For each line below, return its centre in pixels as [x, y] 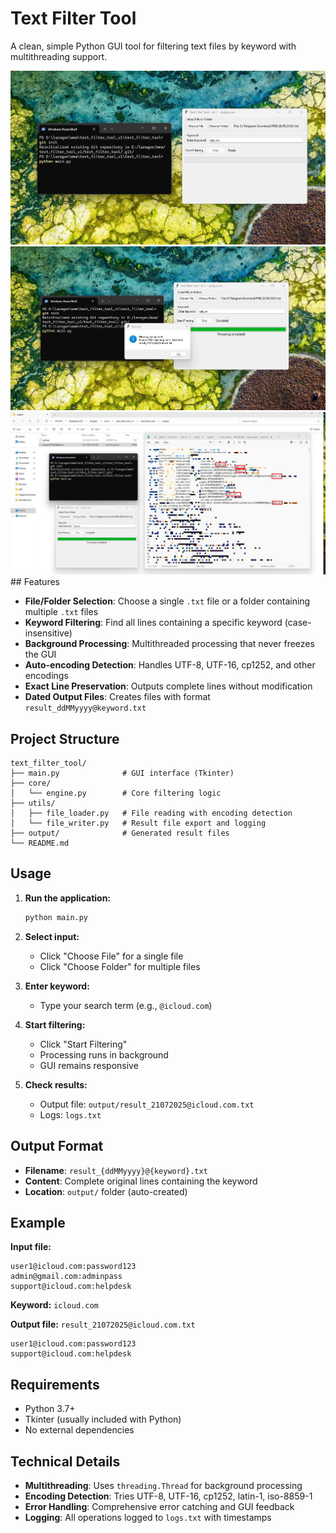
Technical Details [65, 1461]
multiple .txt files [61, 612]
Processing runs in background [104, 1054]
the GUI [40, 654]
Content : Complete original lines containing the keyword [141, 1181]
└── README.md [40, 843]
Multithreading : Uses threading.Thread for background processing [163, 1485]
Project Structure [65, 738]
